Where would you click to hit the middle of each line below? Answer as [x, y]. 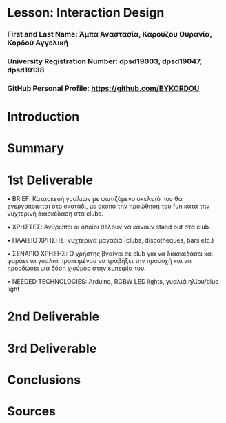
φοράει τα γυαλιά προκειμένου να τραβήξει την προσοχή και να [99, 261]
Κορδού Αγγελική [38, 43]
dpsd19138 [26, 70]
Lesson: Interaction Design [86, 13]
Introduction [43, 117]
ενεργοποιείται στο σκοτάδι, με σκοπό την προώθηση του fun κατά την [109, 206]
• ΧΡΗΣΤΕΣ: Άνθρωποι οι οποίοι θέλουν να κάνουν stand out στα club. [109, 227]
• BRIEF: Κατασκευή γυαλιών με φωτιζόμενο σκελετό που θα [95, 199]
